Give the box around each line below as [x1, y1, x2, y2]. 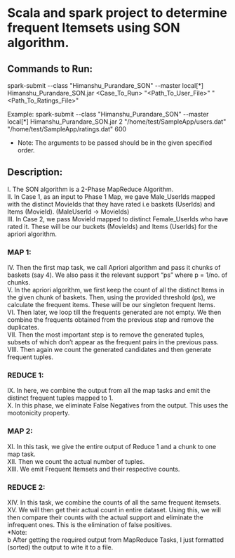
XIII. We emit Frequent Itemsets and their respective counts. [7, 465, 180, 473]
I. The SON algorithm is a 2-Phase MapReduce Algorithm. [7, 185, 174, 193]
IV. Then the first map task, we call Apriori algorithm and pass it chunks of [7, 264, 221, 272]
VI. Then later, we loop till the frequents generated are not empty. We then [7, 308, 222, 317]
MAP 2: [7, 427, 33, 436]
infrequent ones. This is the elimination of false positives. [7, 521, 173, 528]
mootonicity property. [7, 409, 70, 417]
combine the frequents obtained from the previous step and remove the [7, 316, 215, 324]
